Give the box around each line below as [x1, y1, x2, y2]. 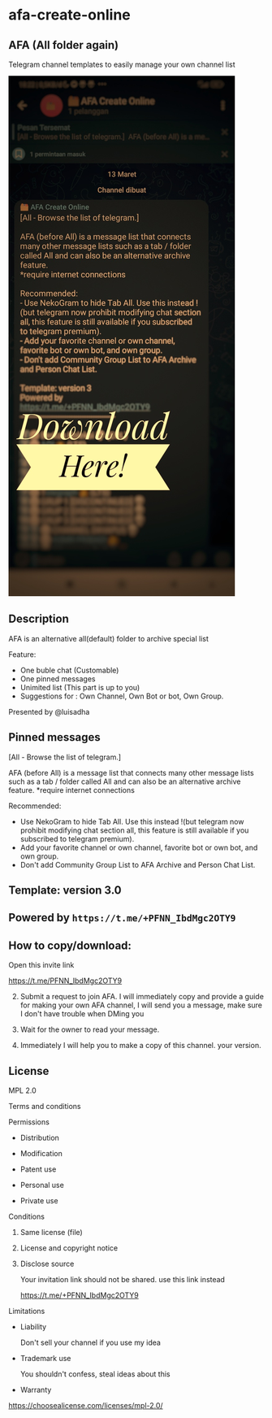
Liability [19, 1322, 47, 1332]
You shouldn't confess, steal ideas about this [19, 1369, 171, 1379]
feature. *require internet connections [8, 785, 136, 794]
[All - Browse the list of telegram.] [8, 752, 122, 762]
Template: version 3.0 [8, 884, 122, 898]
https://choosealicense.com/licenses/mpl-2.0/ [8, 1401, 164, 1411]
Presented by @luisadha [8, 707, 90, 716]
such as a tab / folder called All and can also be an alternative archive [8, 776, 241, 786]
